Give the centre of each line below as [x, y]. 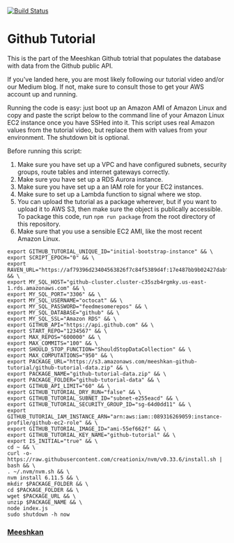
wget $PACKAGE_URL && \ [42, 496]
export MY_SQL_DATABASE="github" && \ [63, 312]
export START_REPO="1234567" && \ [57, 331]
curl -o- [20, 453]
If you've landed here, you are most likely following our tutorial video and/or [116, 79]
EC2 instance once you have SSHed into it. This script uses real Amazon [111, 122]
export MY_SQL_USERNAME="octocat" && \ [65, 301]
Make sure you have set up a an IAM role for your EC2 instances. [110, 187]
